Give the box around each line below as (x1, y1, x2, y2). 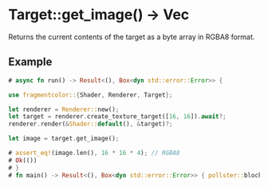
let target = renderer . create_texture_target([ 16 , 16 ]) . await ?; (8, 113, 227, 121)
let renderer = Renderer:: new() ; (8, 105, 120, 113)
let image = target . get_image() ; (8, 134, 120, 143)
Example (8, 55, 53, 69)
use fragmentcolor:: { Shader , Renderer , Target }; (8, 90, 173, 99)
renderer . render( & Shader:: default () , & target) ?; (8, 120, 173, 129)
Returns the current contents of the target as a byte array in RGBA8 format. (8, 32, 255, 42)
